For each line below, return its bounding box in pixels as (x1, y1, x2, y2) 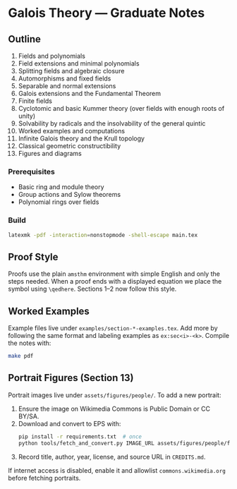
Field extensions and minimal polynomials (18, 59, 140, 68)
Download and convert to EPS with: (18, 419, 121, 428)
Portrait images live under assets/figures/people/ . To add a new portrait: (8, 390, 221, 399)
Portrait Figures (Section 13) (8, 372, 134, 384)
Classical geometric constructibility (18, 142, 121, 150)
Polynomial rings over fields (18, 198, 99, 206)
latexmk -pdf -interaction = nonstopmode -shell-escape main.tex (8, 231, 198, 239)
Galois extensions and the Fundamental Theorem (18, 90, 162, 97)
